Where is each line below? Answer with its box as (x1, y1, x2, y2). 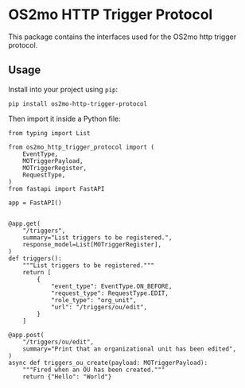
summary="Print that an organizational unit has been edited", (22, 344, 237, 353)
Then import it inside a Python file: (8, 114, 121, 123)
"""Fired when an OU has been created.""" (22, 366, 165, 374)
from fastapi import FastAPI (8, 184, 105, 192)
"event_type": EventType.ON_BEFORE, (50, 282, 173, 290)
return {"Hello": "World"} (22, 372, 112, 381)
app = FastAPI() (8, 199, 62, 207)
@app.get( (8, 219, 41, 227)
